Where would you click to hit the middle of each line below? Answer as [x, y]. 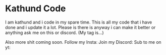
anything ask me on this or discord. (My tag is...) [55, 32]
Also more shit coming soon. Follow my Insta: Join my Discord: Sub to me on [83, 42]
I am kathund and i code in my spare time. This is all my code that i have [79, 22]
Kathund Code [35, 9]
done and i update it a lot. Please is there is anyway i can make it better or [81, 27]
